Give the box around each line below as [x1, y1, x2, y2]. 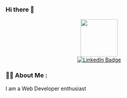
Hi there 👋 [5, 5, 35, 14]
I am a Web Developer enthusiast [5, 85, 87, 92]
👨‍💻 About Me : [5, 71, 48, 79]
